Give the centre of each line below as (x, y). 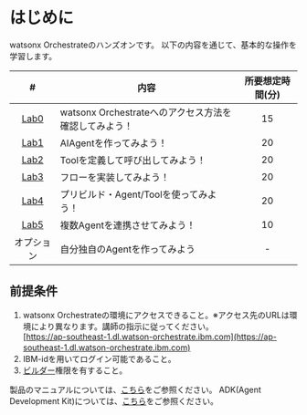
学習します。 (33, 56)
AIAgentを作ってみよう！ (113, 143)
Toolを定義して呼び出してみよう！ (133, 160)
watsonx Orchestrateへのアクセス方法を (146, 112)
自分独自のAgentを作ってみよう (127, 249)
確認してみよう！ (97, 126)
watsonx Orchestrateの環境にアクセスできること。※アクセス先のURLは (156, 315)
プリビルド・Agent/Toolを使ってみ (134, 194)
